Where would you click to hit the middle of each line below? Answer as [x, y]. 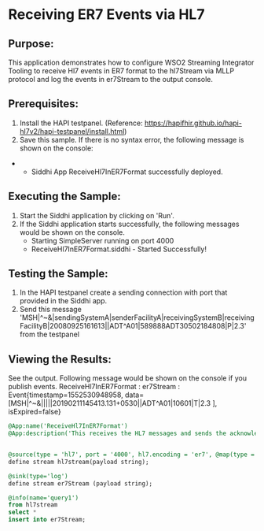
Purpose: [31, 44]
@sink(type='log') [38, 476]
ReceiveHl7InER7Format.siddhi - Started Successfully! [119, 249]
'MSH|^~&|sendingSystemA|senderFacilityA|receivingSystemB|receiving [137, 317]
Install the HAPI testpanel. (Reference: [81, 123]
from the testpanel [49, 334]
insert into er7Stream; [47, 520]
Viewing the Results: [60, 359]
